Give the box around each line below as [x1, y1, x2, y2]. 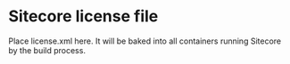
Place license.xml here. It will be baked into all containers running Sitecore [8, 36, 282, 46]
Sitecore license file [8, 6, 159, 27]
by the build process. [8, 44, 87, 55]
